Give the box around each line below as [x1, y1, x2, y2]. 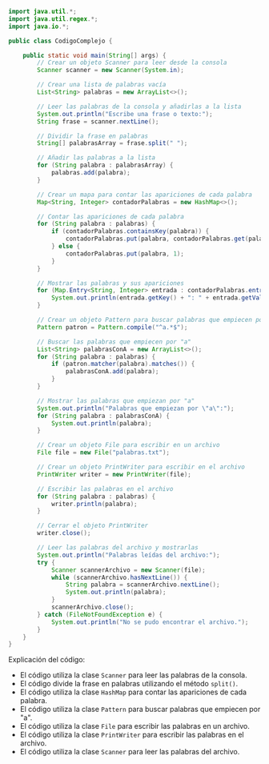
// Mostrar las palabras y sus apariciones [37, 279, 184, 288]
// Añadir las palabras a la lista [37, 154, 156, 162]
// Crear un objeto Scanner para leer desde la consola [37, 58, 227, 67]
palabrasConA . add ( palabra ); [65, 368, 159, 376]
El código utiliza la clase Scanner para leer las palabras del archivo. [19, 747, 240, 757]
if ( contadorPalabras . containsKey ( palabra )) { [50, 227, 210, 235]
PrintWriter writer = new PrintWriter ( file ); [37, 470, 192, 478]
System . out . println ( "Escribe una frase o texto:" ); [37, 110, 214, 118]
